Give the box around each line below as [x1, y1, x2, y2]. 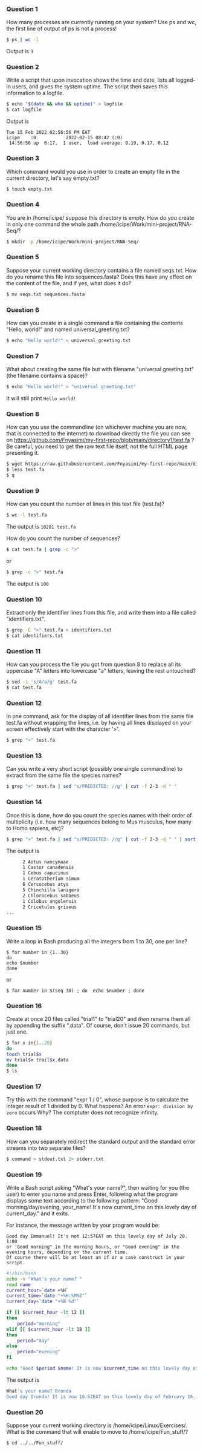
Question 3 [6, 154, 39, 162]
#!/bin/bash [6, 1270, 36, 1276]
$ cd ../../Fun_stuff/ [6, 1440, 63, 1446]
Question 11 [6, 647, 41, 655]
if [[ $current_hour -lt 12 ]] [6, 1310, 85, 1316]
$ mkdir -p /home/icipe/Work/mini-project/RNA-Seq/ [6, 239, 139, 245]
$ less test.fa [6, 467, 45, 473]
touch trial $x [6, 1051, 42, 1057]
